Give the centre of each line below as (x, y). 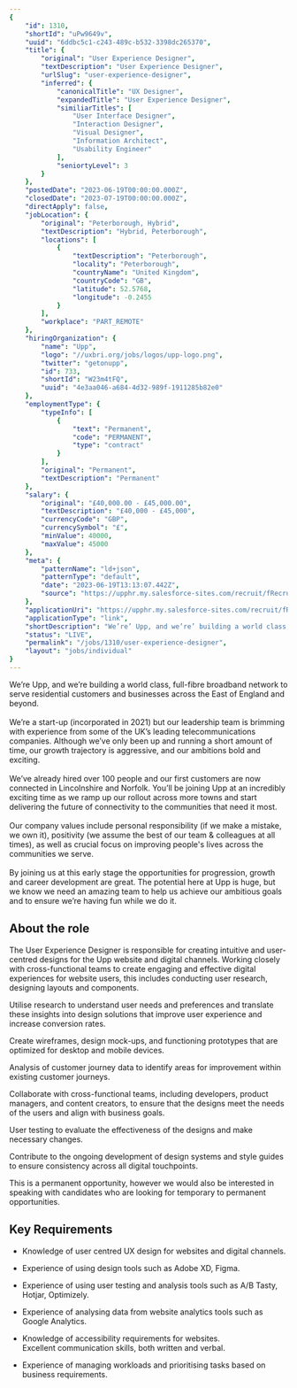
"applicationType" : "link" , (76, 618)
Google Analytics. (54, 1321)
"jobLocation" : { (57, 215)
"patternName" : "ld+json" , (91, 569)
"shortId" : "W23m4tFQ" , (84, 380)
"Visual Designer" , (108, 133)
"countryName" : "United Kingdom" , (136, 273)
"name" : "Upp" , (69, 346)
